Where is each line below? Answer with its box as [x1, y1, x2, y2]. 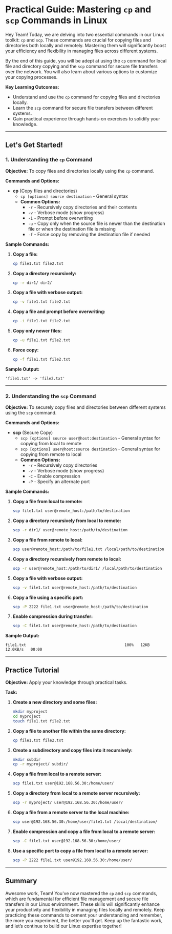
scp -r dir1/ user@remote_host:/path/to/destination [12, 528, 128, 533]
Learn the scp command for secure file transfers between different [12, 105, 153, 111]
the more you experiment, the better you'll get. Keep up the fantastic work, [5, 917, 163, 923]
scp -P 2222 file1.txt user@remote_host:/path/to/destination [12, 604, 148, 609]
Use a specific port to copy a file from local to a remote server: [12, 847, 148, 854]
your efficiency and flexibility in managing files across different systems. [5, 48, 158, 54]
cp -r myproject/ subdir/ [12, 762, 68, 767]
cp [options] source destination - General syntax [20, 193, 128, 199]
